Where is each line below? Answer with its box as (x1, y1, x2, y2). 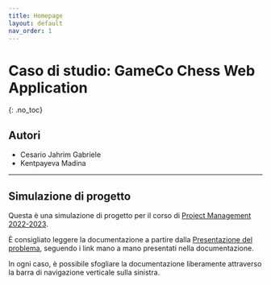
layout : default (8, 19, 63, 27)
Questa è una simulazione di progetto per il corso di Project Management (8, 210, 252, 220)
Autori (8, 128, 41, 142)
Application (8, 78, 88, 97)
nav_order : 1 (8, 27, 52, 35)
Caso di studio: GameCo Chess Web (8, 61, 256, 80)
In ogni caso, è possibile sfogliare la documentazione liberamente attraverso (8, 258, 262, 268)
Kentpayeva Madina (19, 159, 86, 168)
